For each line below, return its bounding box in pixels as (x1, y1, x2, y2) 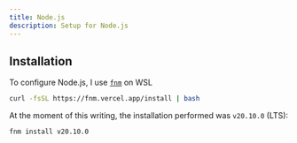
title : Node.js (9, 12, 66, 22)
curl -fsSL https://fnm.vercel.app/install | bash (9, 94, 200, 103)
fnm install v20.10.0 (9, 127, 90, 137)
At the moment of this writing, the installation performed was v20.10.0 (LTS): (9, 110, 289, 121)
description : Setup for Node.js (9, 21, 129, 30)
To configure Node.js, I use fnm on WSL (9, 77, 153, 88)
